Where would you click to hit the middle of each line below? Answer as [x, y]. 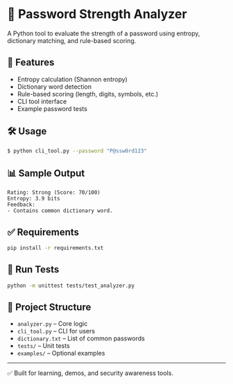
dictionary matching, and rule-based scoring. [72, 40]
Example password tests [52, 108]
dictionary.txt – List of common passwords [81, 338]
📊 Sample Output [46, 173]
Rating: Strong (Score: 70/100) [54, 193]
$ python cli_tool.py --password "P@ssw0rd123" [77, 151]
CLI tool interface [42, 101]
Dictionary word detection [54, 87]
